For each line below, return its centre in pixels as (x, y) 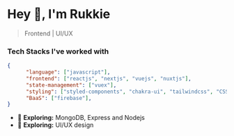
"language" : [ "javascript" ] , (68, 72)
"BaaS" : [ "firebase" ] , (58, 98)
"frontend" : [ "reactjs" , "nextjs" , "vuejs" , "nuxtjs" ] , (108, 78)
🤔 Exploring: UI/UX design (55, 125)
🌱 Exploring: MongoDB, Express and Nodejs (81, 118)
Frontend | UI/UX (48, 33)
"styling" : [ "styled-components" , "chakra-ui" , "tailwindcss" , (119, 92)
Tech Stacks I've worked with (58, 51)
